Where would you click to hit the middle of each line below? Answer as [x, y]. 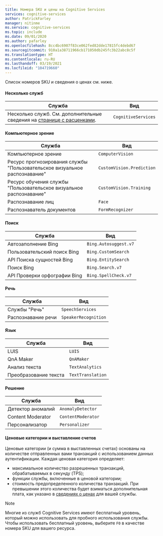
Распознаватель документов [42, 210]
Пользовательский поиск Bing [43, 252]
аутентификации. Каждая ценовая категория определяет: [65, 459]
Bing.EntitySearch [108, 260]
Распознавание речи [32, 317]
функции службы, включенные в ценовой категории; [67, 479]
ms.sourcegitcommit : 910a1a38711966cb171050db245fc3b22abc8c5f [70, 50]
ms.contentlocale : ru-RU [30, 59]
